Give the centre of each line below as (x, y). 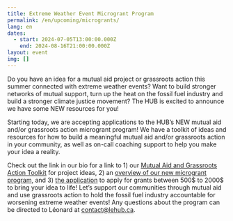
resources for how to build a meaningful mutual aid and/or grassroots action (116, 137)
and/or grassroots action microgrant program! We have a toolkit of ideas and (117, 129)
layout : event (28, 53)
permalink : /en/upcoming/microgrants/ (63, 20)
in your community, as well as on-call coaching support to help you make (112, 144)
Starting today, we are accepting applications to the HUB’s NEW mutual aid (114, 122)
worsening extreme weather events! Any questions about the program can (114, 202)
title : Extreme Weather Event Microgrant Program (81, 14)
